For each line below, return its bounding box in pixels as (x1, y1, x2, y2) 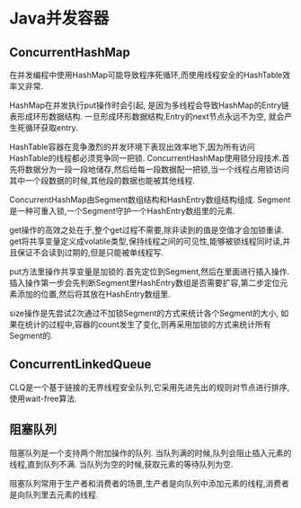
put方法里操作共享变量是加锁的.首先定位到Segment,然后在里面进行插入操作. (9, 266, 290, 277)
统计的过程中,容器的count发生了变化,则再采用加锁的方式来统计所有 (24, 319, 271, 329)
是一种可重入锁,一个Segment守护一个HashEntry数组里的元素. (9, 206, 235, 216)
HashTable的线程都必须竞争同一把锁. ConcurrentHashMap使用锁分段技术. (9, 153, 282, 163)
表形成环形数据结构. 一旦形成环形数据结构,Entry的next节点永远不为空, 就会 (9, 111, 285, 121)
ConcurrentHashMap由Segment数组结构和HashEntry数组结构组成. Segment (9, 194, 291, 205)
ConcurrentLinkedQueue (9, 357, 152, 372)
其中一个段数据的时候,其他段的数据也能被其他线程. (9, 175, 196, 185)
